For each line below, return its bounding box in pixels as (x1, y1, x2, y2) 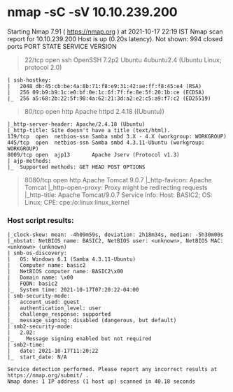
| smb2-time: (7, 342, 45, 349)
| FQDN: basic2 (7, 280, 58, 287)
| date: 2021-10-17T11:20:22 (7, 347, 99, 355)
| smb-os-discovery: (7, 249, 68, 257)
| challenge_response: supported (7, 311, 111, 318)
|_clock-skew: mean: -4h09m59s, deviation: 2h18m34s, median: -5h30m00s (7, 231, 224, 238)
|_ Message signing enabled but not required (7, 335, 152, 342)
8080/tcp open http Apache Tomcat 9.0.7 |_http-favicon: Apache (24, 175, 212, 184)
